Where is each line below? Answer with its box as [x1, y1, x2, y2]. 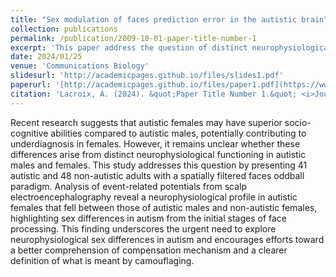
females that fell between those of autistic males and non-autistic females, [10, 201, 318, 213]
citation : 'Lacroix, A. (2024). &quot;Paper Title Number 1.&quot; [10, 89, 298, 99]
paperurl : [10, 80, 52, 90]
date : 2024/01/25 [10, 52, 83, 62]
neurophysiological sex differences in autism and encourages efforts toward [10, 233, 325, 245]
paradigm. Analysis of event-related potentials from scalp [10, 180, 248, 192]
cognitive [10, 127, 49, 139]
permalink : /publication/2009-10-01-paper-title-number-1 [10, 33, 257, 43]
